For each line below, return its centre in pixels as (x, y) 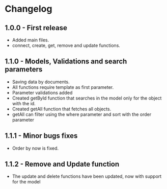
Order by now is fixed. (35, 148)
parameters (24, 69)
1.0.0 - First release (36, 28)
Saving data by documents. (41, 82)
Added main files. (31, 40)
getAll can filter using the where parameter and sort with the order (81, 114)
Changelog (29, 9)
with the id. (24, 103)
